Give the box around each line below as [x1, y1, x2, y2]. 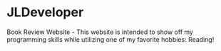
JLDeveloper [6, 4, 84, 21]
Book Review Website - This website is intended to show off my [6, 28, 194, 36]
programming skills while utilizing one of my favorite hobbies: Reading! [6, 35, 215, 43]
